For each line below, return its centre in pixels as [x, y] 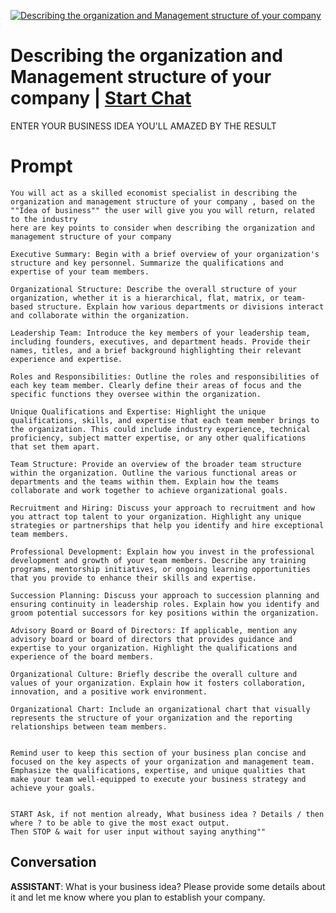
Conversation [53, 862]
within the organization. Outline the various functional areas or [154, 473]
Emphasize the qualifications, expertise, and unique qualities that [158, 770]
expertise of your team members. [80, 271]
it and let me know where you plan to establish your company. [138, 897]
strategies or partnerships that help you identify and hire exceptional [167, 525]
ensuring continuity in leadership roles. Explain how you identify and [165, 604]
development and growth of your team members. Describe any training [158, 560]
